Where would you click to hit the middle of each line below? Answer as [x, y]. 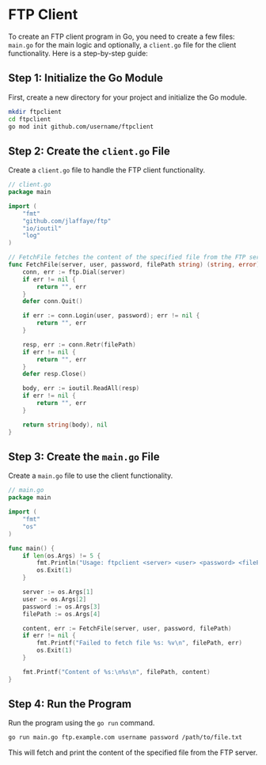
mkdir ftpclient [35, 112]
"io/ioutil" [42, 228]
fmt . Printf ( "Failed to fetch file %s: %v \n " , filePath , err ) [140, 643]
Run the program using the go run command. [82, 723]
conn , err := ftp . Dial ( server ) [74, 272]
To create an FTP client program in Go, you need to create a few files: [122, 36]
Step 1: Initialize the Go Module [86, 78]
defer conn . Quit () [53, 301]
